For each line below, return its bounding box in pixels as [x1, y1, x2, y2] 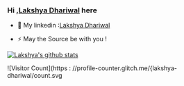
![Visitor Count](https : [7, 64, 72, 72]
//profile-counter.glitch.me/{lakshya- [72, 64, 177, 72]
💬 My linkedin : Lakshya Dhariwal [17, 21, 110, 30]
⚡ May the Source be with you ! [17, 35, 108, 43]
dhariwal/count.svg [7, 72, 62, 80]
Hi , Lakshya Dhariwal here [7, 6, 97, 15]
